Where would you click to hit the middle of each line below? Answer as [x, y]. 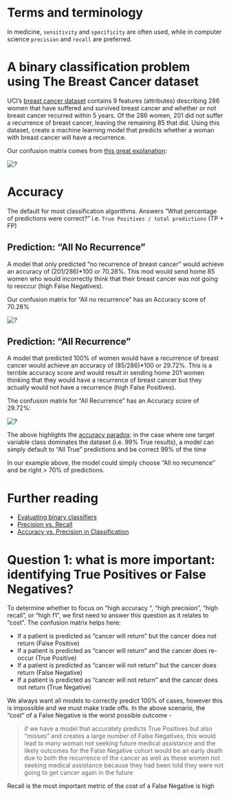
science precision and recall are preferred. [70, 39]
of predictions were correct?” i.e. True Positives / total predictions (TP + [115, 218]
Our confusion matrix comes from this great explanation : [87, 150]
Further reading [53, 498]
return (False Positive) [48, 643]
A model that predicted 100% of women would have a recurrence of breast [113, 358]
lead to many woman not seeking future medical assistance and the [120, 743]
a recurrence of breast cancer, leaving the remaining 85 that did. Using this [113, 123]
